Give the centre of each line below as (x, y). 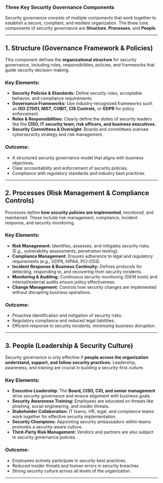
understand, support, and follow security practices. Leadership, (71, 362)
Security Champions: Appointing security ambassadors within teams (81, 422)
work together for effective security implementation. (64, 416)
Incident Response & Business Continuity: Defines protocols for (77, 266)
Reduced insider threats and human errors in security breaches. (76, 466)
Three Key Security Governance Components (60, 7)
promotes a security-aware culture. (47, 427)
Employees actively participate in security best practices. (69, 460)
